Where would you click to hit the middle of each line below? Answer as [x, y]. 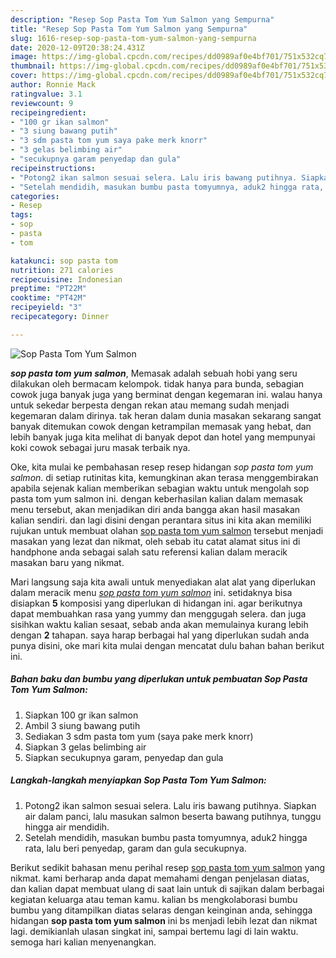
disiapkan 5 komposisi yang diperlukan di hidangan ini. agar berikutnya [156, 603]
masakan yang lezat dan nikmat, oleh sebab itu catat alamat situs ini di [155, 541]
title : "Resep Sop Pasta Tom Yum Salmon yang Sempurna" [129, 29]
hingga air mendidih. [67, 827]
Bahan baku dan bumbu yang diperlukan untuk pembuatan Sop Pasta [159, 679]
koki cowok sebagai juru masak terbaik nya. [100, 447]
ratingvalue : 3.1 [46, 94]
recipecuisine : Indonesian [66, 279]
